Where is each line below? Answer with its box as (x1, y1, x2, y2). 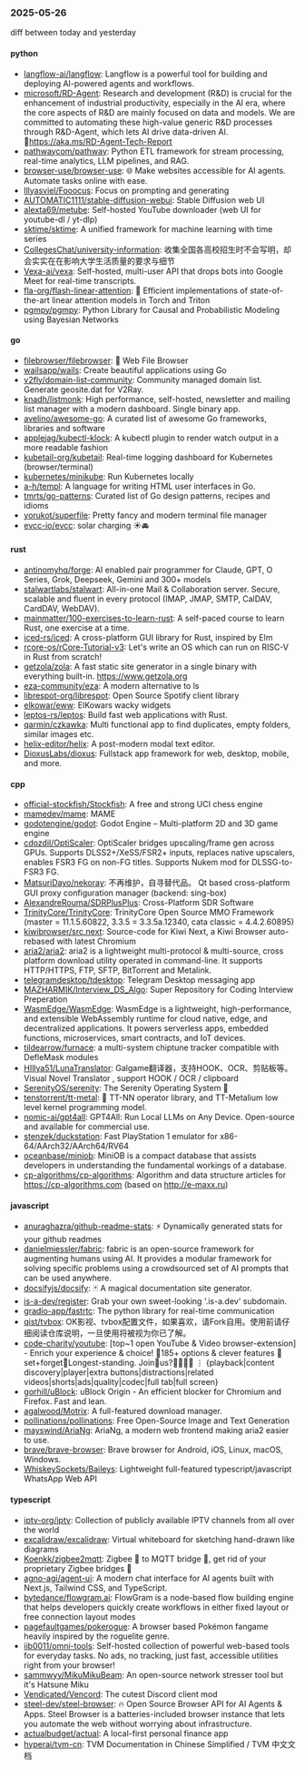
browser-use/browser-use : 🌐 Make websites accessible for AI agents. (23, 165, 286, 176)
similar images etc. (23, 728, 94, 739)
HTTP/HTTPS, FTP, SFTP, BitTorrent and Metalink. (23, 965, 212, 975)
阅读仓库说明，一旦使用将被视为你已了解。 (31, 1328, 192, 1339)
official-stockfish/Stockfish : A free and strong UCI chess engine (23, 799, 263, 810)
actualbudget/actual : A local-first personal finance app (23, 1727, 229, 1739)
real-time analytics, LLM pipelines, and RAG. (23, 155, 190, 166)
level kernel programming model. (23, 1102, 148, 1113)
